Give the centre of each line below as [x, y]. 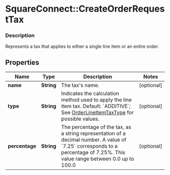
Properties [22, 62]
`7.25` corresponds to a [89, 146]
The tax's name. [80, 85]
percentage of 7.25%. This [93, 153]
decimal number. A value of [94, 140]
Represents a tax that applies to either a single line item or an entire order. [82, 47]
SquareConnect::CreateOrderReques [85, 9]
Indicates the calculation [90, 93]
